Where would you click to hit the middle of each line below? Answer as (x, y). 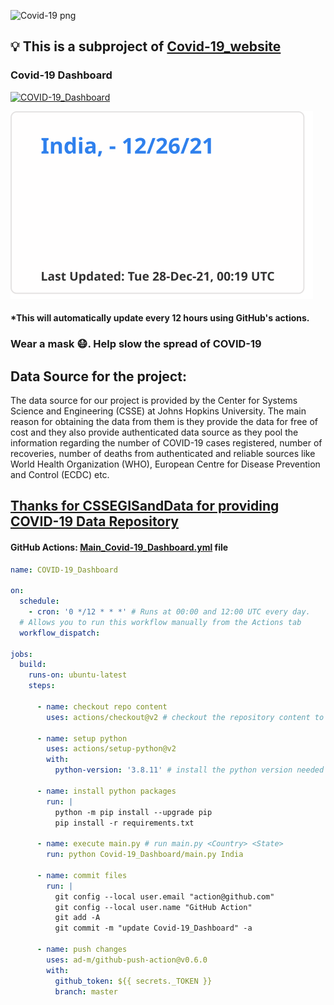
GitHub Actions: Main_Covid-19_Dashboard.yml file (119, 547)
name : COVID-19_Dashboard (64, 570)
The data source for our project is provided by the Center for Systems (154, 401)
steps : (42, 686)
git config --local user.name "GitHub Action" (153, 907)
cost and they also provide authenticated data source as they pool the (154, 432)
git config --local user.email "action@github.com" (164, 896)
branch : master (86, 991)
